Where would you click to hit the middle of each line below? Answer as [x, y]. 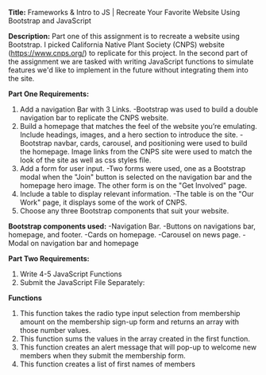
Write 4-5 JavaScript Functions [71, 274]
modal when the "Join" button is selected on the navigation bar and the [136, 177]
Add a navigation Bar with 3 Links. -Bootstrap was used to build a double [139, 109]
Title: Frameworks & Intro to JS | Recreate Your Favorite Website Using [124, 12]
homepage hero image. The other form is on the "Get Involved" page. [133, 186]
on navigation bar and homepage [85, 243]
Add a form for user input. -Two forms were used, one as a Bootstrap [133, 168]
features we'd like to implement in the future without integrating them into [128, 70]
